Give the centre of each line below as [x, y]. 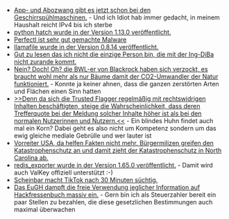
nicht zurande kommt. [45, 62]
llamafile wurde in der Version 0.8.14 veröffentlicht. [86, 47]
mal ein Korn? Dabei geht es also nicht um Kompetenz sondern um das [115, 128]
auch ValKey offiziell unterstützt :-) [63, 172]
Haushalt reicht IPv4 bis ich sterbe [63, 25]
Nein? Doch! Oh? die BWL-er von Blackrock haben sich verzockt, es [111, 69]
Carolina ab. [31, 158]
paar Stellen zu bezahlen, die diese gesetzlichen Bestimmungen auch [113, 202]
